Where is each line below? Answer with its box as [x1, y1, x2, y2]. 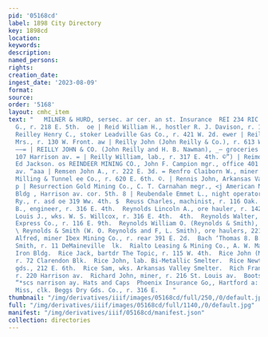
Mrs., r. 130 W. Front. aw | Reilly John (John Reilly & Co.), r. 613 [15, 137, 255, 146]
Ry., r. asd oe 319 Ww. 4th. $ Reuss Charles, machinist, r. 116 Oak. [15, 197, 259, 205]
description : [8, 49, 52, 57]
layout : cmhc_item [8, 109, 69, 117]
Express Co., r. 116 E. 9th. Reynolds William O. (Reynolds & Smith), [15, 220, 259, 228]
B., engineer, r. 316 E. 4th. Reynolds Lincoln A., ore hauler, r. [15, 204, 248, 212]
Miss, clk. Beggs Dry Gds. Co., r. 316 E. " [15, 287, 177, 295]
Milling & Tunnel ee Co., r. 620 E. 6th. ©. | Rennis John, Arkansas [15, 175, 251, 184]
